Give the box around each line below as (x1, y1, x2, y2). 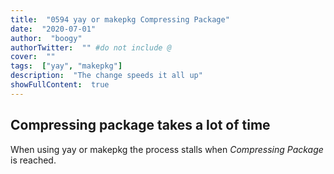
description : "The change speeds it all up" (10, 71, 203, 81)
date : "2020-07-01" (10, 24, 97, 34)
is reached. (10, 154, 57, 166)
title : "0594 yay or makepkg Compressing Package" (10, 14, 230, 25)
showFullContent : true (10, 80, 110, 90)
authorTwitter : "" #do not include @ (10, 42, 172, 53)
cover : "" (10, 52, 56, 62)
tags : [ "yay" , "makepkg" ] (10, 61, 123, 71)
